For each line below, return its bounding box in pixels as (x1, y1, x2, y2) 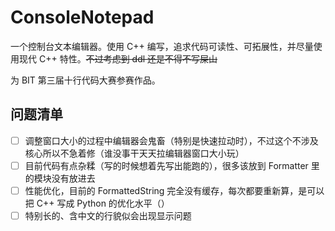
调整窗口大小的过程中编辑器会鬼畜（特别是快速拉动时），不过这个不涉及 (24, 134, 319, 146)
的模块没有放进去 (24, 172, 96, 184)
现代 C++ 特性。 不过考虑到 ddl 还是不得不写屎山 (18, 52, 218, 65)
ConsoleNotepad (10, 6, 155, 29)
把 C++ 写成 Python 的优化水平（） (24, 197, 170, 209)
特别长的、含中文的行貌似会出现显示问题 (24, 209, 192, 221)
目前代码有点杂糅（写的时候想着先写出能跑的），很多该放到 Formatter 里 (24, 159, 320, 171)
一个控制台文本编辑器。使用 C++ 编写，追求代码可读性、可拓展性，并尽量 (10, 40, 314, 52)
